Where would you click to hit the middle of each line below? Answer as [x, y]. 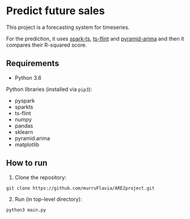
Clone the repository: [41, 177]
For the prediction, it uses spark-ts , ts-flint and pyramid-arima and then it [95, 38]
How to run [27, 163]
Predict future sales [56, 11]
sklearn [24, 132]
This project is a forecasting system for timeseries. [68, 27]
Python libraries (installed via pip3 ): [49, 89]
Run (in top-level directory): [48, 199]
